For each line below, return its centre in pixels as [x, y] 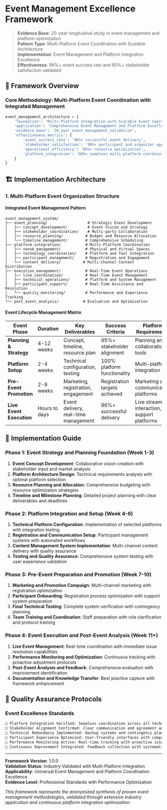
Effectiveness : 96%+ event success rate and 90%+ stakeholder [83, 65]
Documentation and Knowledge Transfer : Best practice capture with [83, 678]
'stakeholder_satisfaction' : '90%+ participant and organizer [89, 144]
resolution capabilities [35, 651]
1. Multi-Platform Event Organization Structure [62, 196]
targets [109, 387]
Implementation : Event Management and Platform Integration [81, 54]
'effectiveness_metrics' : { [43, 135]
